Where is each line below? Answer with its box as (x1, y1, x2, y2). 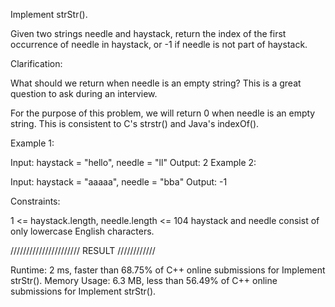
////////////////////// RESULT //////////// (10, 245, 156, 256)
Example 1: (10, 137, 55, 149)
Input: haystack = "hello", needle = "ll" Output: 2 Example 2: (10, 157, 257, 168)
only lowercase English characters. (10, 225, 155, 237)
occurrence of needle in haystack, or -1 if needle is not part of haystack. (10, 39, 308, 50)
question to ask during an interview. (10, 88, 158, 99)
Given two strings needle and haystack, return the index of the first (10, 28, 287, 39)
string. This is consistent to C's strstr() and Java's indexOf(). (10, 118, 260, 129)
